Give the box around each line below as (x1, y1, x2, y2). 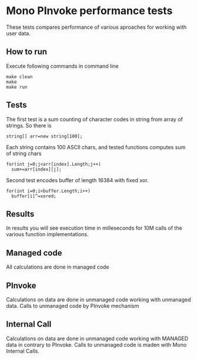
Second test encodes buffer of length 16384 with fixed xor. (6, 176, 149, 183)
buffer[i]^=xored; (11, 193, 57, 199)
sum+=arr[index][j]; (11, 166, 62, 172)
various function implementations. (6, 231, 89, 238)
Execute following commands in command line (6, 62, 119, 69)
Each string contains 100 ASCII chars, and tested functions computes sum (6, 143, 186, 150)
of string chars (6, 150, 42, 157)
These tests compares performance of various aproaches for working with (6, 24, 187, 31)
